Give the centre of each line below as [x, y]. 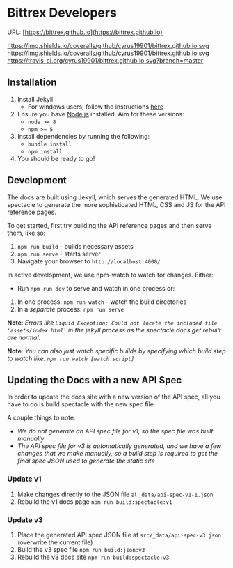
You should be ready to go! [56, 158]
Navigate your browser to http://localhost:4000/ [89, 261]
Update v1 [24, 479]
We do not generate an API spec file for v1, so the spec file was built [115, 431]
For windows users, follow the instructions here [96, 107]
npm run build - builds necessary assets [75, 246]
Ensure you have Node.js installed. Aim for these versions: [101, 114]
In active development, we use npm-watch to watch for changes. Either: [110, 275]
